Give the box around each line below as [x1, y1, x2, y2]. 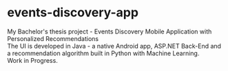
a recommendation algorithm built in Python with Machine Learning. [7, 49, 200, 57]
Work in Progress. [7, 56, 59, 64]
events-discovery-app [7, 5, 139, 20]
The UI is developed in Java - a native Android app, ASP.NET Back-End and [7, 42, 222, 50]
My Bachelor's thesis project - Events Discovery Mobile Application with [7, 27, 212, 35]
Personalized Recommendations [7, 34, 99, 42]
